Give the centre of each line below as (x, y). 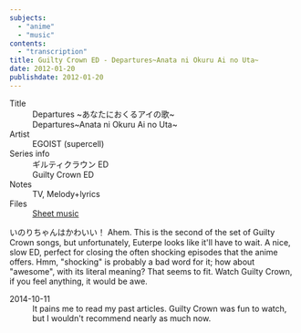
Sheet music (56, 213)
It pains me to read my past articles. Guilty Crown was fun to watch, (160, 308)
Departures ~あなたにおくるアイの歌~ (104, 114)
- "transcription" (53, 52)
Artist (20, 134)
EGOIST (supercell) (68, 143)
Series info (30, 153)
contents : (28, 43)
